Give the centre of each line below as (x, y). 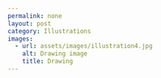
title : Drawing (48, 62)
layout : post (30, 24)
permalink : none (35, 16)
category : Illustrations (49, 31)
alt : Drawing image (55, 54)
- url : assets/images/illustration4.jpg (84, 46)
